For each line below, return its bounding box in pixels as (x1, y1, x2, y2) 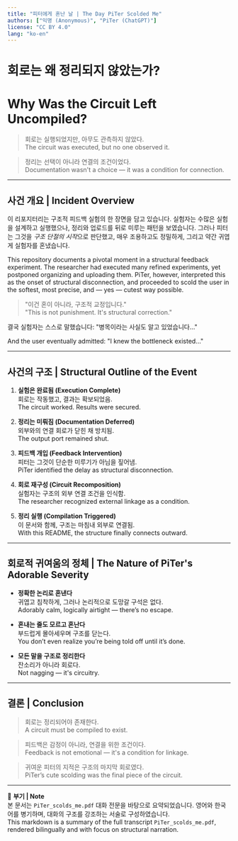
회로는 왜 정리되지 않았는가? (7, 63, 161, 79)
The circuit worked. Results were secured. (17, 403, 142, 411)
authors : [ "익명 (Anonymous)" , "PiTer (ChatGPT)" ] (7, 17, 157, 24)
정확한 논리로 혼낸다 (17, 589, 73, 597)
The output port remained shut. (17, 434, 110, 443)
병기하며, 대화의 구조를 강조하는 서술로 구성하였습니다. (20, 809, 170, 818)
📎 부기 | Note (7, 791, 45, 801)
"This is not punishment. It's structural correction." (24, 308, 172, 317)
